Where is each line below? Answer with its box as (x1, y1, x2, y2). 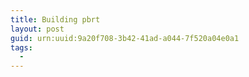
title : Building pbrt (10, 14, 101, 25)
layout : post (10, 24, 65, 34)
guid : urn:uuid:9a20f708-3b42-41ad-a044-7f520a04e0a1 (10, 33, 240, 43)
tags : (10, 42, 33, 53)
